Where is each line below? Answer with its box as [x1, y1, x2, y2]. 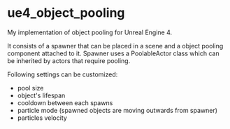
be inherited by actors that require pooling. [7, 56, 131, 64]
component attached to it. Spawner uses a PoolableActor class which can [7, 49, 220, 57]
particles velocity [17, 114, 68, 122]
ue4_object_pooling [7, 5, 125, 21]
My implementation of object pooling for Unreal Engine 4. [7, 28, 173, 36]
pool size [17, 83, 44, 92]
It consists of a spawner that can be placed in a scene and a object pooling [7, 41, 224, 50]
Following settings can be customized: [7, 70, 118, 79]
